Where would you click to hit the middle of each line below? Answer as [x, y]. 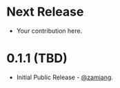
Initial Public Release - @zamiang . [64, 77]
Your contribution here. [49, 31]
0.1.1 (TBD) [37, 58]
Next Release [45, 12]
